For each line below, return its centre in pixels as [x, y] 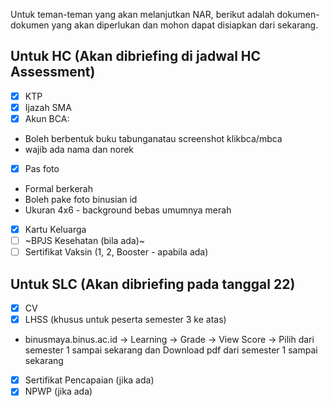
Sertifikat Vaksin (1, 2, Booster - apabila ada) [116, 252]
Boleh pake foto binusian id [81, 200]
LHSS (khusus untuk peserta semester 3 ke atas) [125, 320]
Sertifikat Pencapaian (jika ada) [89, 380]
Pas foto [42, 168]
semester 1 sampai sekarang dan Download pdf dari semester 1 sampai [171, 350]
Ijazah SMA [48, 107]
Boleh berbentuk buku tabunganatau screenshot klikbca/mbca [153, 138]
